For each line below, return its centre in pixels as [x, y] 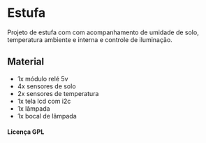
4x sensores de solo [46, 86]
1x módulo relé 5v [43, 79]
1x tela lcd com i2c [44, 101]
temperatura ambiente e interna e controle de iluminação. [90, 39]
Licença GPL [26, 132]
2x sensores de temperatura [58, 93]
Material [25, 62]
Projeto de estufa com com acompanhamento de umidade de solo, [103, 32]
